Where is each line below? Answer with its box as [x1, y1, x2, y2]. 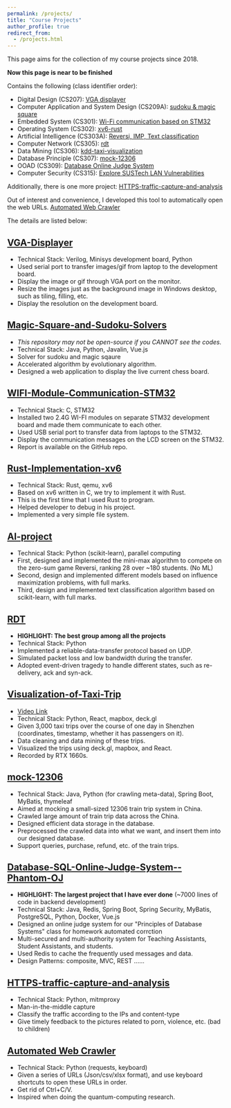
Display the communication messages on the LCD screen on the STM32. [17, 435, 225, 444]
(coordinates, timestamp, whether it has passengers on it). [17, 729, 185, 737]
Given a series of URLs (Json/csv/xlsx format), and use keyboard [17, 1071, 203, 1079]
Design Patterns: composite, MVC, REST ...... [17, 957, 145, 965]
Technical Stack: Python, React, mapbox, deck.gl [17, 714, 157, 722]
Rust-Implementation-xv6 [7, 462, 122, 474]
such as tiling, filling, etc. [17, 292, 89, 300]
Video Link [17, 707, 48, 715]
